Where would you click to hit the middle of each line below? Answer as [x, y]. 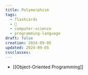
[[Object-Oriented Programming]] [48, 67]
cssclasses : [18, 52]
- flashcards [24, 19]
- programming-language [35, 33]
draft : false [19, 39]
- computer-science [31, 29]
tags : [11, 15]
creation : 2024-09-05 [28, 43]
